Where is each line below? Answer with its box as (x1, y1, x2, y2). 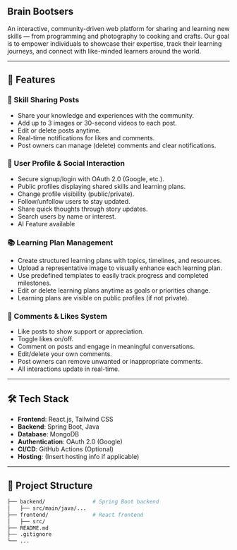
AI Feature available (17, 219, 75, 228)
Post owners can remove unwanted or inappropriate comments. (17, 357, 203, 366)
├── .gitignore (7, 531, 52, 538)
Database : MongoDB (17, 430, 80, 439)
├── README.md (7, 525, 49, 532)
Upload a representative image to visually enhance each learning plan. (17, 264, 223, 272)
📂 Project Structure (7, 479, 93, 491)
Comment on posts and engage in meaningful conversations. (17, 342, 195, 351)
